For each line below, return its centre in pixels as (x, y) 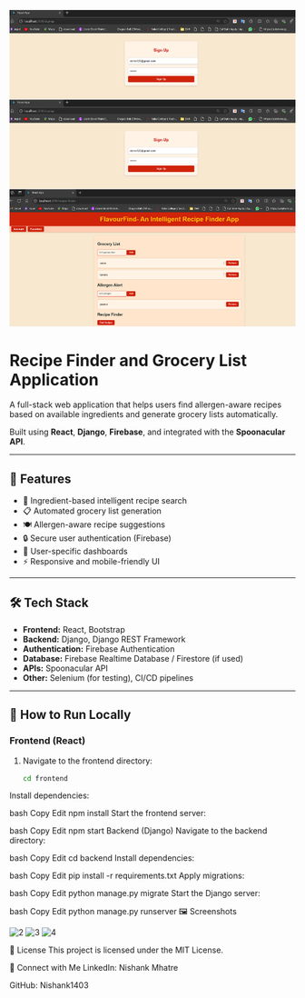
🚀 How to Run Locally (70, 715)
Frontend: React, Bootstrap (74, 629)
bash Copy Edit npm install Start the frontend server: (108, 813)
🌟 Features (40, 479)
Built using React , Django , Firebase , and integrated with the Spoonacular (148, 432)
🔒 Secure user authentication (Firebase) (97, 538)
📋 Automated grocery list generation (92, 511)
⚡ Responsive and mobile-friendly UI (91, 562)
